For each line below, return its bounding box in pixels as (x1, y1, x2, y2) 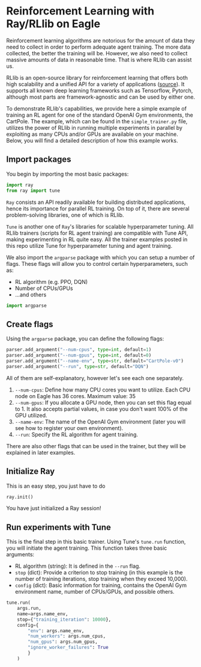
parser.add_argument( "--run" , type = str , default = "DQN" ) (6, 363, 149, 369)
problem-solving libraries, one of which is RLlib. (6, 211, 124, 218)
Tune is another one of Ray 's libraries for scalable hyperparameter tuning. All (6, 223, 194, 230)
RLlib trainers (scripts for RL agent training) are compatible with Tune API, (6, 229, 188, 236)
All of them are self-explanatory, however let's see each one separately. (6, 374, 184, 381)
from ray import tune (6, 188, 61, 194)
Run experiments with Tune (6, 522, 111, 532)
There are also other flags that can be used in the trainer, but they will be (6, 442, 186, 449)
